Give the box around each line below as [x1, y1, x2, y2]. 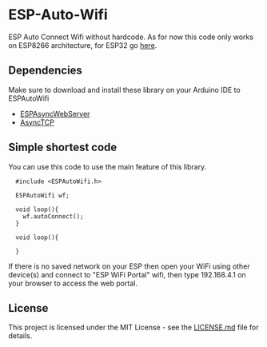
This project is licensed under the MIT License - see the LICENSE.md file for [8, 322, 259, 333]
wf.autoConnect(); [22, 212, 84, 221]
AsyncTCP [19, 118, 54, 127]
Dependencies [8, 64, 82, 78]
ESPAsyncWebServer [19, 109, 90, 118]
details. [8, 331, 33, 341]
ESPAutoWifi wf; [15, 191, 70, 199]
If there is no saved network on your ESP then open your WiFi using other [8, 261, 250, 271]
